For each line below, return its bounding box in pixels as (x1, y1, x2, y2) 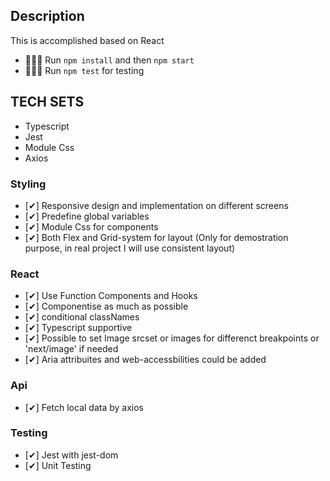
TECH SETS (10, 94, 85, 111)
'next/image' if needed (24, 343, 119, 355)
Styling (10, 177, 47, 191)
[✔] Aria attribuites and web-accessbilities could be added (24, 354, 267, 366)
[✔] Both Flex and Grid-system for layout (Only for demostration (24, 231, 289, 243)
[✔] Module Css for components (24, 220, 159, 233)
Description (10, 8, 85, 25)
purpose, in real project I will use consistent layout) (24, 242, 236, 254)
